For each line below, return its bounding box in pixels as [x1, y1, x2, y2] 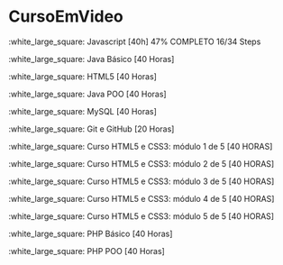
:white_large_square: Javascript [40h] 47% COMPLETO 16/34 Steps [8, 36, 261, 47]
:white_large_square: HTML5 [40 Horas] [8, 70, 157, 82]
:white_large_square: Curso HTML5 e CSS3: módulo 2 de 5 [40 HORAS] [8, 158, 275, 169]
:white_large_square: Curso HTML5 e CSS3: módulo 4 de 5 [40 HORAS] [8, 193, 275, 204]
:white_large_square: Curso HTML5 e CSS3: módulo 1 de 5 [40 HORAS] [8, 141, 273, 151]
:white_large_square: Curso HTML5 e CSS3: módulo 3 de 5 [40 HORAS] [8, 176, 275, 187]
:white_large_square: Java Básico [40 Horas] [8, 53, 175, 64]
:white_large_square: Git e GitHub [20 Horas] [8, 123, 175, 134]
